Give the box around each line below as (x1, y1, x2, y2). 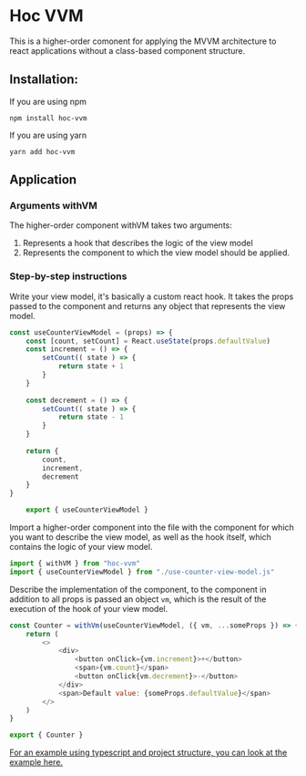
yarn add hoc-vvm (9, 147, 76, 156)
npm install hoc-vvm (9, 113, 88, 123)
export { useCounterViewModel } (25, 505, 148, 515)
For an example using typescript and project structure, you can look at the (9, 747, 288, 758)
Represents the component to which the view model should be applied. (22, 247, 290, 258)
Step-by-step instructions (9, 270, 127, 283)
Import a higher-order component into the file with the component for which (9, 522, 294, 533)
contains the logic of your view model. (9, 542, 153, 553)
